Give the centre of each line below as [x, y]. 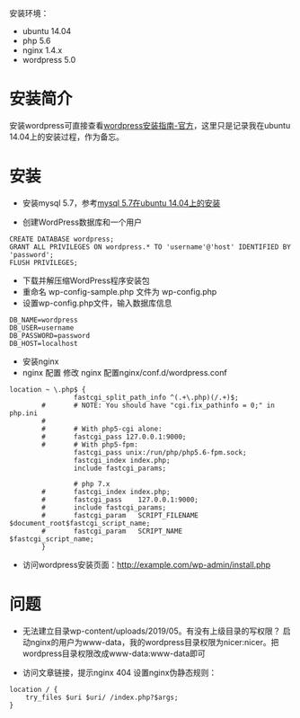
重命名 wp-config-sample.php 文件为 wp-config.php [119, 291]
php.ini [24, 413]
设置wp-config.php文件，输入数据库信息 [97, 303]
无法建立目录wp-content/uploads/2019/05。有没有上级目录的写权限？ [151, 631]
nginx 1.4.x [42, 50]
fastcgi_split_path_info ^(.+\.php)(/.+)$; [156, 397]
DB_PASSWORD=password [50, 335]
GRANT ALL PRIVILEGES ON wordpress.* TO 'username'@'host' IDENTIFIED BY [150, 247]
